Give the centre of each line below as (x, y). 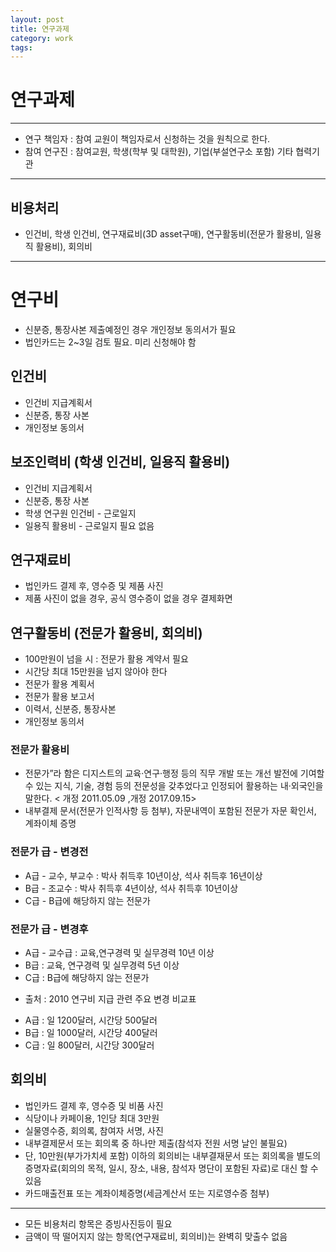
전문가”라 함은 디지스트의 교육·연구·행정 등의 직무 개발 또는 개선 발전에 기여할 (174, 773)
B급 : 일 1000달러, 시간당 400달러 (91, 1033)
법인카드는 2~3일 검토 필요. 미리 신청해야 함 (110, 342)
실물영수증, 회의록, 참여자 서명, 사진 (94, 1130)
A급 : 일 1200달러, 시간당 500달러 (91, 1020)
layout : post (37, 19)
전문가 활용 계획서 (59, 684)
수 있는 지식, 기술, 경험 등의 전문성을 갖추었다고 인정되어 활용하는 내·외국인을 (174, 786)
